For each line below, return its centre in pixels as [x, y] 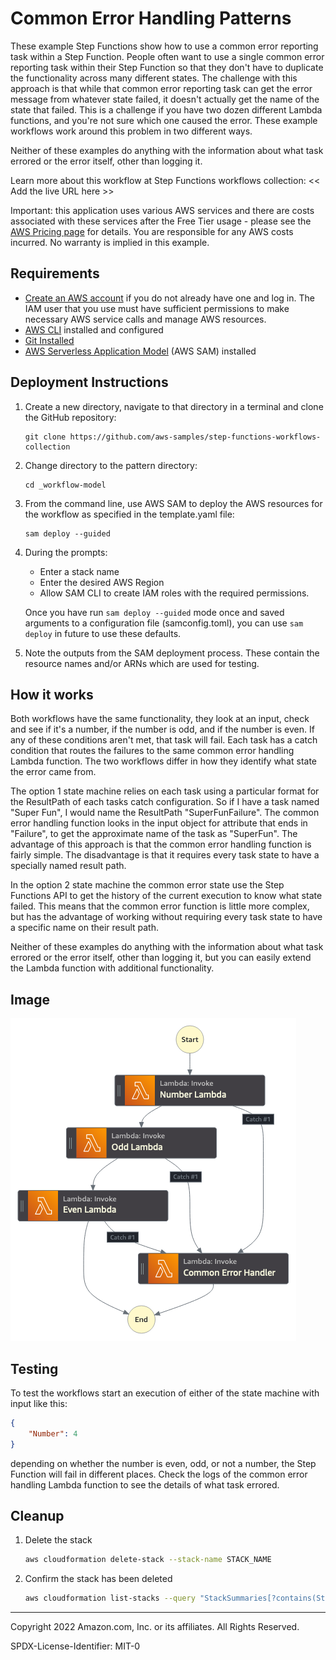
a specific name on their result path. [84, 928]
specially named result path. [68, 866]
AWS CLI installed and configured [94, 329]
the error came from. [53, 772]
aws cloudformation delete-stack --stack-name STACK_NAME [148, 1560]
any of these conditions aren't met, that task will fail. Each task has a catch [164, 740]
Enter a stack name [79, 571]
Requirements [55, 273]
